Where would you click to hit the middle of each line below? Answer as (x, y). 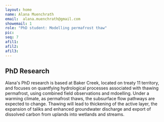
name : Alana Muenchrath (30, 14)
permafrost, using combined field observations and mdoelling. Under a (77, 93)
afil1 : (12, 42)
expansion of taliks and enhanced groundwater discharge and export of (78, 109)
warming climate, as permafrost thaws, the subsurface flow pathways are (80, 99)
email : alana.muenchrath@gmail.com (43, 19)
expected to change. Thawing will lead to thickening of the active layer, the (81, 104)
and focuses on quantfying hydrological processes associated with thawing (82, 88)
